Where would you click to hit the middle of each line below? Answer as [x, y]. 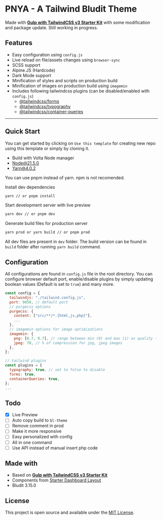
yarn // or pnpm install [30, 196]
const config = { [23, 293]
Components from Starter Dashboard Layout [57, 480]
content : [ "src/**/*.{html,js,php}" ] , [53, 316]
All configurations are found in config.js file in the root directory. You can [79, 274]
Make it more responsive [37, 431]
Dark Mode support [32, 75]
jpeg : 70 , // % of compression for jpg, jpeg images [68, 343]
